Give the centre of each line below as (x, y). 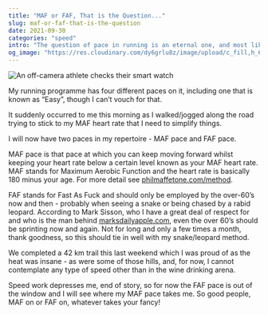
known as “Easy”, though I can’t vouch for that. (85, 99)
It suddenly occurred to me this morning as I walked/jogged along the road (131, 115)
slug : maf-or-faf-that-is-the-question (75, 23)
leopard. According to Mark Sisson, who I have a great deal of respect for (129, 212)
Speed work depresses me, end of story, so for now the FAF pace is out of (130, 285)
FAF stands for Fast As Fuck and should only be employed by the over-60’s (132, 195)
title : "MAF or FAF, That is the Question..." (87, 16)
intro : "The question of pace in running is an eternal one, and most (128, 45)
